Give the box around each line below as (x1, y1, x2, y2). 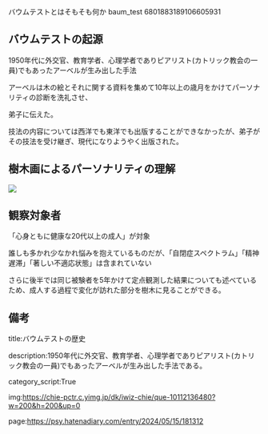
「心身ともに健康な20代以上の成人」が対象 (8, 231, 150, 241)
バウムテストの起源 (8, 33, 103, 46)
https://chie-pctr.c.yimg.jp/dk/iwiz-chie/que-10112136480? (22, 392, 216, 402)
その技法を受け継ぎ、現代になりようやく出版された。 (8, 136, 184, 146)
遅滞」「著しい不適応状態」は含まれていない (8, 259, 152, 268)
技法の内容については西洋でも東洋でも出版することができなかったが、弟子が (8, 127, 261, 136)
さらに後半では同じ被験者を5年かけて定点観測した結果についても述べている (8, 275, 258, 285)
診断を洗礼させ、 (35, 92, 93, 102)
